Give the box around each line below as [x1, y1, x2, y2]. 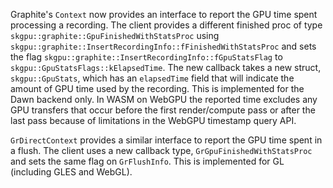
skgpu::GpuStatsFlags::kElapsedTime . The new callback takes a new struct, [10, 62, 322, 73]
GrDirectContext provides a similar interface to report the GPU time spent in [10, 134, 323, 146]
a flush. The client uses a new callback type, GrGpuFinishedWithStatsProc [10, 145, 313, 156]
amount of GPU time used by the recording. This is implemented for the [10, 83, 305, 94]
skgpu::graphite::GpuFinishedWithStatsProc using [10, 30, 220, 41]
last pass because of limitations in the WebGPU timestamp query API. [10, 115, 297, 126]
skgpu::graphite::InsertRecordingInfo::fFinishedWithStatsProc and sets [10, 40, 317, 52]
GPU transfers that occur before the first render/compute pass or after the [10, 104, 316, 116]
